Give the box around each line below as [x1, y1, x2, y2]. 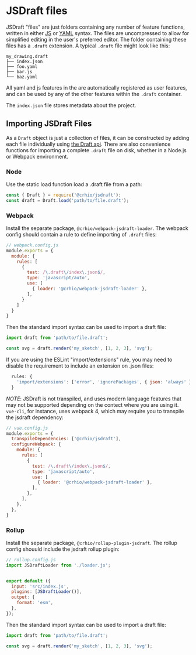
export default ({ [6, 578, 51, 584]
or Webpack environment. [6, 153, 69, 160]
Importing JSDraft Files [6, 119, 92, 129]
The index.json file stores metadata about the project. [6, 101, 136, 109]
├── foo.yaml [6, 63, 38, 70]
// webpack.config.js [6, 242, 59, 248]
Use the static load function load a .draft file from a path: [6, 181, 142, 188]
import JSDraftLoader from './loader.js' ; [6, 562, 111, 568]
